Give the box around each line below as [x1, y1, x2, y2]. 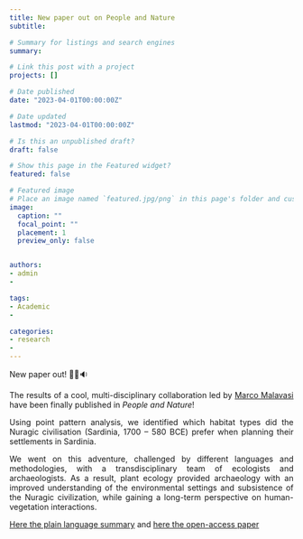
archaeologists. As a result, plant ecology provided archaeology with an [9, 473, 294, 483]
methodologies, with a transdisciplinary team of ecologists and [9, 463, 294, 474]
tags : [9, 293, 30, 302]
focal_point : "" [17, 219, 78, 228]
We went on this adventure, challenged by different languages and [9, 453, 294, 464]
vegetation [9, 502, 50, 512]
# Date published [9, 88, 75, 97]
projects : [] [9, 71, 59, 80]
